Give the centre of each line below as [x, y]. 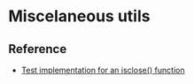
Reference [38, 49]
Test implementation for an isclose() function [103, 70]
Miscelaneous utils [79, 16]
